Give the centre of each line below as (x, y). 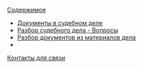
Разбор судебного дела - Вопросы (67, 30)
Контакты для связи (36, 58)
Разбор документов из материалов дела (76, 37)
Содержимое (27, 10)
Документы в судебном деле (60, 23)
